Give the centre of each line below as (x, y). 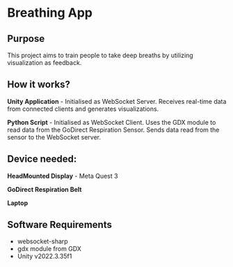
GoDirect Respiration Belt (45, 189)
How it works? (39, 85)
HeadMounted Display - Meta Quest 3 (63, 176)
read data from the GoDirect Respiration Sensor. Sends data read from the (113, 130)
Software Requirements (60, 225)
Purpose (26, 39)
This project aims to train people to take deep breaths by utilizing (100, 55)
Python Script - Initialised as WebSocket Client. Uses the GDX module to (112, 122)
